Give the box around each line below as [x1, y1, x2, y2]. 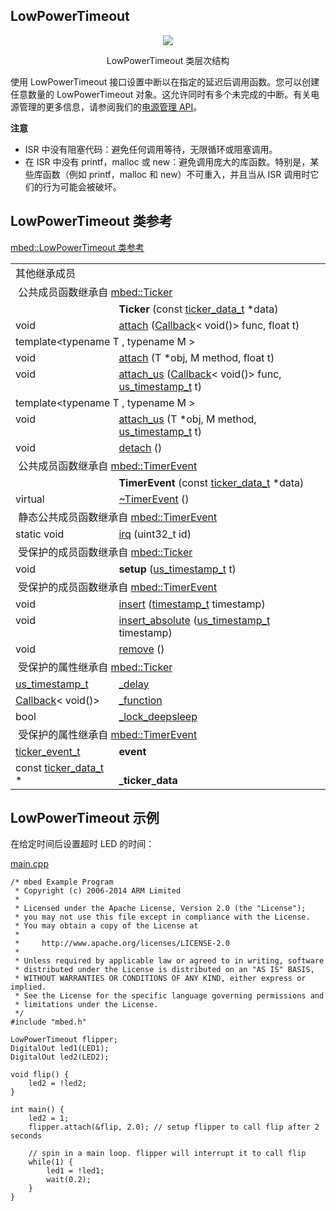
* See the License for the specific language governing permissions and [14, 991, 325, 1001]
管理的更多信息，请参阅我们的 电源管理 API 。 [18, 100, 203, 113]
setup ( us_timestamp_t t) [118, 562, 237, 576]
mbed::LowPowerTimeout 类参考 [10, 241, 145, 253]
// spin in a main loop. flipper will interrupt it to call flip [28, 1149, 307, 1159]
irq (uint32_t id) [118, 527, 192, 541]
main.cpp [10, 858, 49, 870]
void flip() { [10, 1070, 70, 1080]
